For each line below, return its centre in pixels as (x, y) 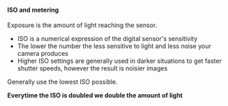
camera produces (43, 54)
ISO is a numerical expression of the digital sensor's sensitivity (107, 39)
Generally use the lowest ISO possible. (63, 82)
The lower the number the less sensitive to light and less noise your (114, 46)
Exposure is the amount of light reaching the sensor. (82, 25)
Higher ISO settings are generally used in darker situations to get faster (119, 61)
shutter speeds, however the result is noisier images (92, 68)
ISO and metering (33, 10)
